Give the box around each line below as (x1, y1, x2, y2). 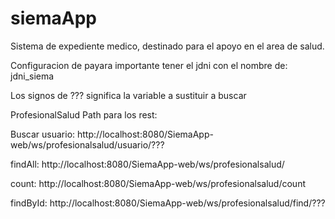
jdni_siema (10, 70, 55, 82)
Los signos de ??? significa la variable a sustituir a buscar (10, 89, 247, 101)
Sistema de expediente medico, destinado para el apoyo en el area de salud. (10, 40, 325, 52)
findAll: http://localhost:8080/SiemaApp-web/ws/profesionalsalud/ (10, 158, 285, 170)
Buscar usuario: (10, 128, 76, 140)
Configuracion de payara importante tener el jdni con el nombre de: (10, 59, 288, 71)
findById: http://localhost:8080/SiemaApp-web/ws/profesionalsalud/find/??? (10, 197, 326, 209)
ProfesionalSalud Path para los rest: (10, 108, 158, 121)
